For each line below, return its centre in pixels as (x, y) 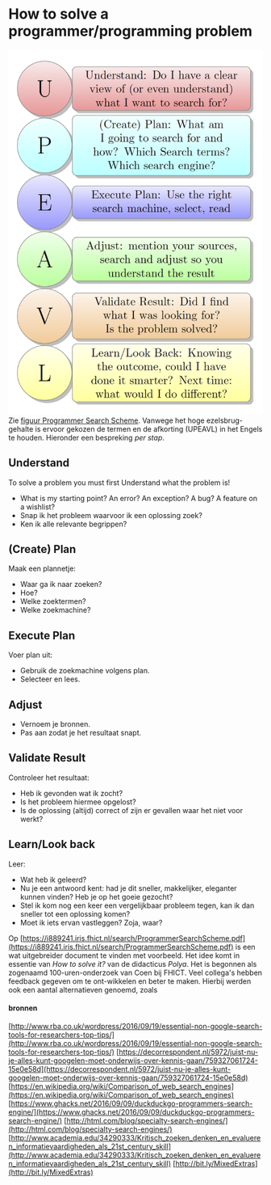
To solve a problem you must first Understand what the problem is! (119, 483)
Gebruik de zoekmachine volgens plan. (85, 671)
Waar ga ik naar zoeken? (61, 584)
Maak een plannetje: (42, 569)
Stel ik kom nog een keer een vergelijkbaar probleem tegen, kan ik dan (137, 905)
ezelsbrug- (225, 420)
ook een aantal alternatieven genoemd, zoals (83, 989)
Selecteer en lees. (50, 679)
